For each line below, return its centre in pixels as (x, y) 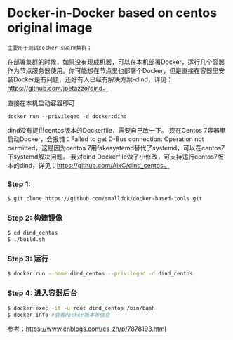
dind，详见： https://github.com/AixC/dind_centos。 (94, 165)
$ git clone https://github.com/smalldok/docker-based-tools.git (105, 199)
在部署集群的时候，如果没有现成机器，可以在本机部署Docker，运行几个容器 (116, 62)
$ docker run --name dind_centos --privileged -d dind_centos (100, 274)
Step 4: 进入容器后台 (42, 293)
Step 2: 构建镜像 (35, 218)
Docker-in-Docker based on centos (112, 13)
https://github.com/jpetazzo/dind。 (58, 88)
